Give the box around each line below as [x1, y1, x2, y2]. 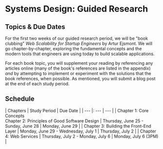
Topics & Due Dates [5, 23, 66, 31]
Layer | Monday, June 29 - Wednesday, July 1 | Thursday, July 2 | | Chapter [5, 128, 157, 134]
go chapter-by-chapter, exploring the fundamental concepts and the [5, 46, 142, 51]
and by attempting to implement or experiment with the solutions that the [5, 71, 152, 76]
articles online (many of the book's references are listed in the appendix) [5, 65, 151, 71]
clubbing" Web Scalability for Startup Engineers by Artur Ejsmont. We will [5, 41, 153, 46]
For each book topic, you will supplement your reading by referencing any [5, 60, 153, 66]
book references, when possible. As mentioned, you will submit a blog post [5, 76, 156, 81]
